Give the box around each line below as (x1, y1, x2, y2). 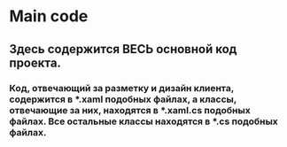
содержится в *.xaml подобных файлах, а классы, (9, 93, 237, 105)
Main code (9, 6, 89, 27)
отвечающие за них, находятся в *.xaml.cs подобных (9, 104, 251, 116)
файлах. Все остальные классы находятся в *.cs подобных (9, 115, 279, 128)
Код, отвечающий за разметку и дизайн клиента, (9, 81, 235, 94)
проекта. (9, 55, 62, 70)
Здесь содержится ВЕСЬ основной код (9, 42, 237, 57)
